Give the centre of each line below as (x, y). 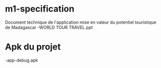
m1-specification (40, 9)
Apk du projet (33, 47)
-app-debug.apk (22, 60)
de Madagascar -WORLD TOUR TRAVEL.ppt (49, 27)
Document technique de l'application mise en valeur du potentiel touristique (81, 22)
